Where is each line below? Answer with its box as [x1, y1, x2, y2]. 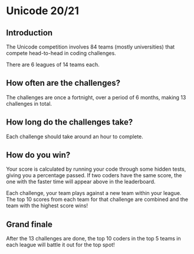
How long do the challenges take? [6, 117, 133, 128]
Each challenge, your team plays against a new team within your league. [6, 190, 182, 197]
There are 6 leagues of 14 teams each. [6, 61, 100, 68]
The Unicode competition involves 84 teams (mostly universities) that [6, 43, 175, 50]
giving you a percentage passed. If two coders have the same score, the [6, 172, 182, 179]
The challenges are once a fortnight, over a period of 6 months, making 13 [6, 93, 186, 101]
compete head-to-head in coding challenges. [6, 50, 116, 57]
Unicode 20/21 [6, 4, 80, 18]
